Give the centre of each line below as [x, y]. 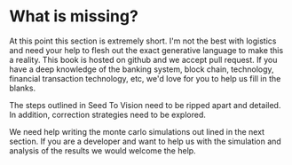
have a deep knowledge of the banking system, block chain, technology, [142, 69]
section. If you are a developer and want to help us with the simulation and [145, 141]
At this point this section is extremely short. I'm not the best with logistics [143, 41]
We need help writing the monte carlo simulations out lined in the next [137, 131]
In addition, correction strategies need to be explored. [108, 114]
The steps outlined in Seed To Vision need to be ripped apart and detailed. [145, 105]
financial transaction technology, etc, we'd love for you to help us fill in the [145, 78]
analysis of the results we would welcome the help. [103, 150]
